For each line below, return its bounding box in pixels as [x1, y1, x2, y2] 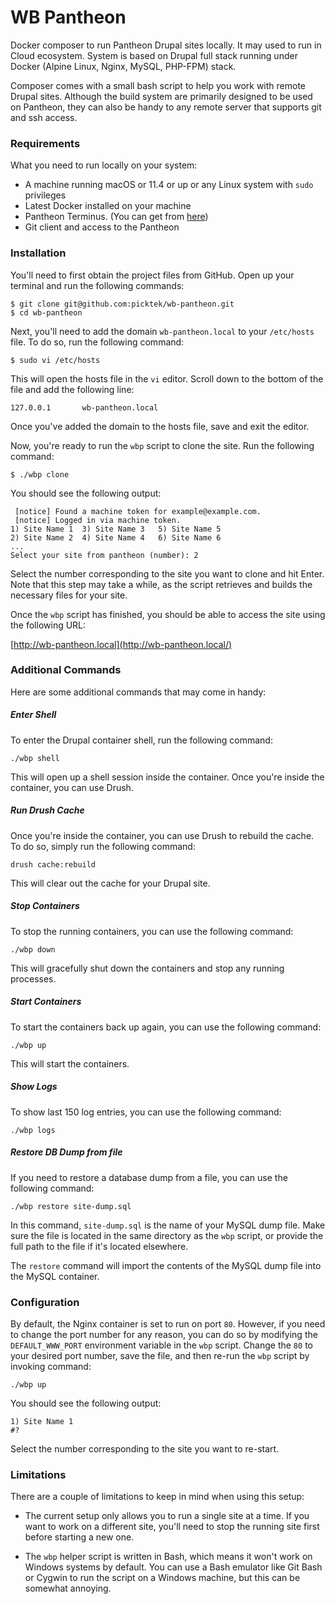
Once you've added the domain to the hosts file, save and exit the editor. [10, 420, 310, 432]
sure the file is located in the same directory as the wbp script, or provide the [10, 1229, 324, 1241]
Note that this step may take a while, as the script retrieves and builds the [10, 578, 313, 590]
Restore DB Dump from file [10, 1146, 123, 1158]
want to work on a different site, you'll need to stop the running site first [24, 1521, 320, 1533]
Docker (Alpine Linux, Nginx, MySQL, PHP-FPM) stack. [10, 60, 237, 72]
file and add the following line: [10, 383, 135, 395]
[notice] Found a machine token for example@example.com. [14, 506, 262, 516]
